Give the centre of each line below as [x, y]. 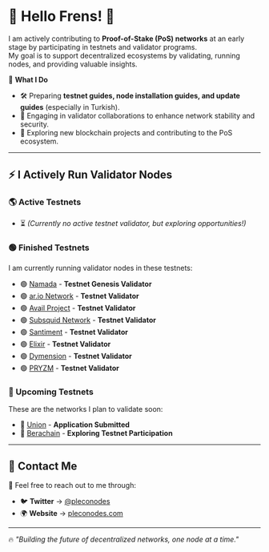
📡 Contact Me [43, 466]
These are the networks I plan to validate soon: [86, 409]
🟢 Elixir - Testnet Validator [65, 344]
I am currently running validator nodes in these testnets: [100, 268]
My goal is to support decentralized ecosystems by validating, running [124, 55]
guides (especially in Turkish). [70, 107]
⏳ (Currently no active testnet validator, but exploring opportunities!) [133, 223]
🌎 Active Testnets [45, 202]
